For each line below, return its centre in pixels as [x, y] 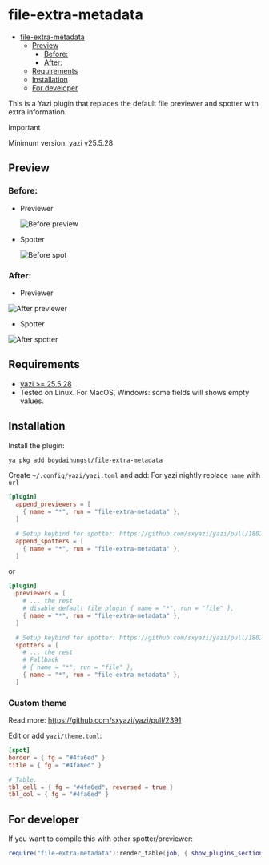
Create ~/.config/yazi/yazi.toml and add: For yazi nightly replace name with [134, 475]
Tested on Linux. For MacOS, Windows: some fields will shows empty [134, 392]
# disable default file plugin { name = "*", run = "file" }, [128, 609]
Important [24, 127]
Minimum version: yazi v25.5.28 [61, 142]
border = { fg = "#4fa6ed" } [57, 758]
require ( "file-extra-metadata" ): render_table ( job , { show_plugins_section [136, 854]
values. [32, 401]
